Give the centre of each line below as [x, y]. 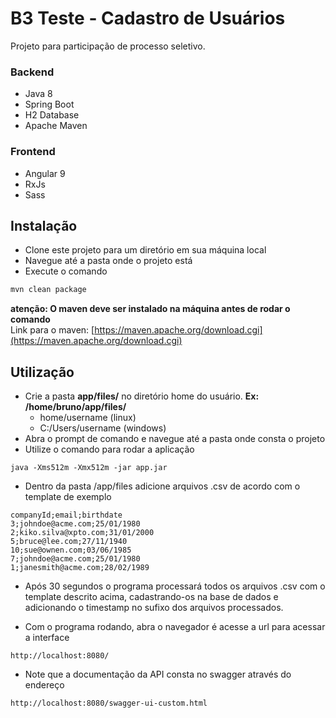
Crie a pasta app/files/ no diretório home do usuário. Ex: [142, 396]
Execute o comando [66, 271]
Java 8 [38, 94]
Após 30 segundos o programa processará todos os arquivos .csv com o [175, 586]
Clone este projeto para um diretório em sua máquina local [145, 250]
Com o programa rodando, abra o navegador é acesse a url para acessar [175, 627]
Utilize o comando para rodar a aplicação [109, 449]
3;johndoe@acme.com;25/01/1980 [75, 524]
